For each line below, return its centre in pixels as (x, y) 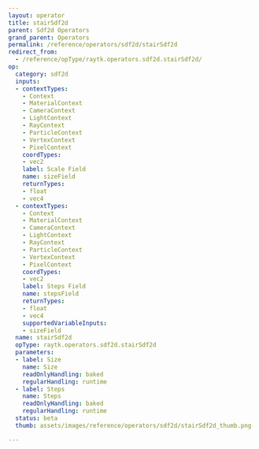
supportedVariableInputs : (65, 323)
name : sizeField (49, 177)
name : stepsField (51, 294)
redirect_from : (33, 52)
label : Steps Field (54, 287)
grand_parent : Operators (49, 37)
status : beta (37, 418)
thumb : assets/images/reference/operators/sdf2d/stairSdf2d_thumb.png (133, 425)
